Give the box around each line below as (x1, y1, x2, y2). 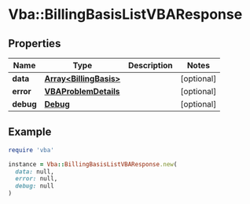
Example (8, 126, 52, 139)
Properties (8, 37, 61, 50)
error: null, (15, 175, 58, 183)
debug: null (15, 182, 55, 190)
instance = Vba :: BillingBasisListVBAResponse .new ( (8, 160, 178, 168)
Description (128, 60, 173, 71)
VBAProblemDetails (44, 86, 120, 97)
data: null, (15, 167, 55, 176)
